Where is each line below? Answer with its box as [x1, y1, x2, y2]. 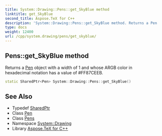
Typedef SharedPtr [12, 105, 50, 111]
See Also [5, 92, 32, 100]
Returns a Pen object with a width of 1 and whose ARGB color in [5, 65, 132, 70]
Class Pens [12, 115, 35, 121]
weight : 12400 [5, 29, 34, 34]
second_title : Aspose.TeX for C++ [5, 16, 75, 21]
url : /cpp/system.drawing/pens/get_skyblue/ [5, 34, 97, 39]
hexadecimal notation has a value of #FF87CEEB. [5, 69, 103, 75]
